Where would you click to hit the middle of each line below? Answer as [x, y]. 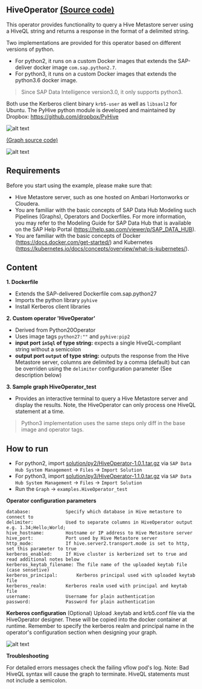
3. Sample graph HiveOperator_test [51, 387]
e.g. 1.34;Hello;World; [36, 528]
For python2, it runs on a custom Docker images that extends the [96, 61]
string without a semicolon [48, 349]
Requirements [33, 171]
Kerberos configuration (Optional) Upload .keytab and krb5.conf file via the [100, 613]
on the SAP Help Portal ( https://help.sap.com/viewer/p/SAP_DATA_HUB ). [105, 229]
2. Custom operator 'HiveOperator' [51, 318]
